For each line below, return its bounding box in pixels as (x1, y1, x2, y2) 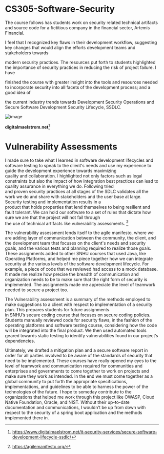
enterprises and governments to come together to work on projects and (5, 368, 149, 374)
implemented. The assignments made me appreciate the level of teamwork (5, 282, 156, 288)
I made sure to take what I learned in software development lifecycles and (5, 157, 154, 163)
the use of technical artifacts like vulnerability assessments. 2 (5, 219, 128, 226)
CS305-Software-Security (5, 3, 115, 15)
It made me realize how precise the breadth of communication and (5, 271, 139, 277)
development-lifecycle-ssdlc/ (12, 434, 72, 440)
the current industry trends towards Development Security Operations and (5, 99, 155, 105)
